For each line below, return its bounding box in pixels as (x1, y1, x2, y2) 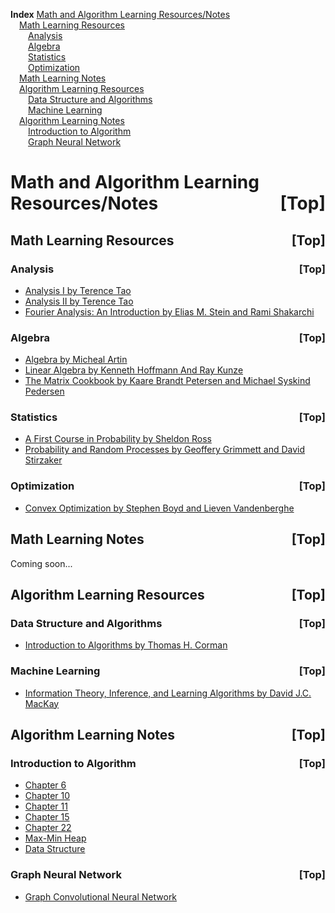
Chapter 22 (24, 822, 72, 834)
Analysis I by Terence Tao (24, 284, 132, 296)
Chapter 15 (24, 811, 70, 823)
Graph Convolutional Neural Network (24, 890, 178, 903)
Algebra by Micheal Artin (24, 354, 128, 366)
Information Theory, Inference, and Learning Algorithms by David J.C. (24, 687, 312, 699)
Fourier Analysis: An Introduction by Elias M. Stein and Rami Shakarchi (24, 305, 315, 318)
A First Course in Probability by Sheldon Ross (24, 433, 212, 445)
